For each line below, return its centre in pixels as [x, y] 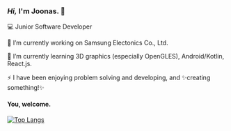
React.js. [20, 64]
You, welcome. [29, 104]
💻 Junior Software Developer [50, 26]
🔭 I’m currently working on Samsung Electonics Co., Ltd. [88, 43]
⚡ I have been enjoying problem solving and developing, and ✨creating [109, 78]
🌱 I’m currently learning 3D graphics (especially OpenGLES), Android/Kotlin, [116, 56]
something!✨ [26, 88]
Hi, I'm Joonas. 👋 [36, 11]
